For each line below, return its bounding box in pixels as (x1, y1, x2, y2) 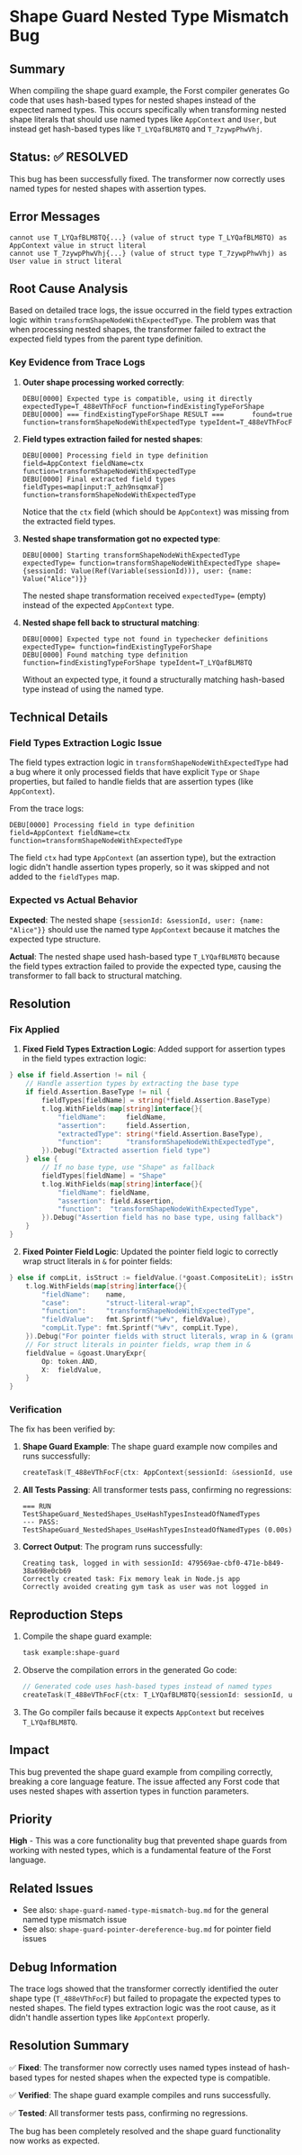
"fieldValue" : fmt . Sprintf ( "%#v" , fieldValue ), (41, 1315, 231, 1324)
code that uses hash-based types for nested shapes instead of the (9, 95, 256, 105)
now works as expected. (9, 2135, 101, 2146)
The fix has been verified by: (9, 1423, 116, 1434)
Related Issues (9, 1880, 93, 1896)
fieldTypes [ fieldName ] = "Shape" (41, 1171, 167, 1180)
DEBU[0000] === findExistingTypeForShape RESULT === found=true (22, 410, 293, 419)
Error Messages (9, 209, 101, 224)
